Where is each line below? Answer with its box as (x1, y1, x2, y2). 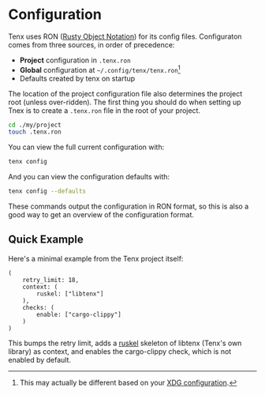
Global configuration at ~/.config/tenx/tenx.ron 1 (19, 63, 181, 74)
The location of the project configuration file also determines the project (8, 88, 243, 98)
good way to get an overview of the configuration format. (8, 210, 195, 220)
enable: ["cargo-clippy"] (36, 310, 122, 318)
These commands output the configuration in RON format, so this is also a (8, 201, 249, 211)
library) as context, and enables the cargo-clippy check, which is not (8, 346, 232, 356)
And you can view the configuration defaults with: (8, 172, 170, 182)
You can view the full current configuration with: (8, 142, 165, 152)
